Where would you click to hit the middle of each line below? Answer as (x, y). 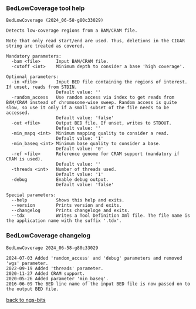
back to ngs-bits (26, 300)
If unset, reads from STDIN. (42, 87)
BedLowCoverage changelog (48, 236)
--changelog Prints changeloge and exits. (71, 211)
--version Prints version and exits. (67, 206)
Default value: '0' (80, 149)
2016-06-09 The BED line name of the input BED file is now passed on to (98, 284)
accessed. (18, 113)
